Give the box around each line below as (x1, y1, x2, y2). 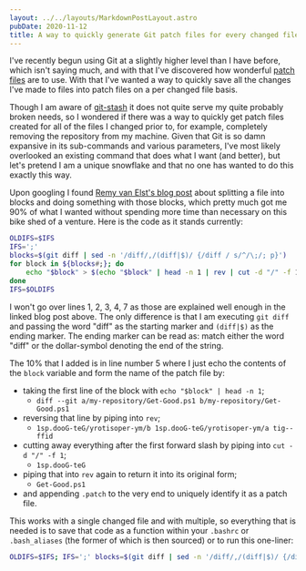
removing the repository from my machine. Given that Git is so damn (9, 131, 266, 142)
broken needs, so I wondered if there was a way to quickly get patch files (9, 111, 285, 123)
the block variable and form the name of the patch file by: (9, 367, 226, 378)
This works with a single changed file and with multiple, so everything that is (9, 515, 296, 526)
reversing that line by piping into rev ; (22, 412, 161, 423)
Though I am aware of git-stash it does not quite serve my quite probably (9, 102, 284, 113)
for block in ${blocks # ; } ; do (9, 260, 125, 269)
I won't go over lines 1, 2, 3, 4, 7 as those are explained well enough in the (9, 301, 286, 312)
